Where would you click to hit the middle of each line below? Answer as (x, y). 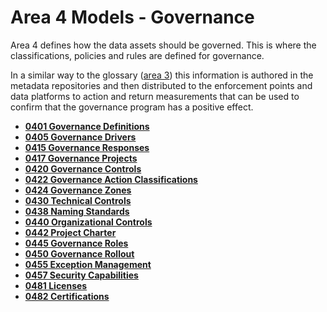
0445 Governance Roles (76, 243)
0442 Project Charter (70, 232)
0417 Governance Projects (81, 158)
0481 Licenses (56, 285)
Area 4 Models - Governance (132, 17)
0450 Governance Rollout (79, 253)
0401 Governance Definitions (87, 126)
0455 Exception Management (88, 264)
